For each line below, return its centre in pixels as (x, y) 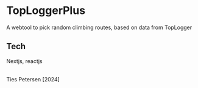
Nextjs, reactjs (24, 61)
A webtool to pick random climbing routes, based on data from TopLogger (99, 27)
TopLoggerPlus (46, 11)
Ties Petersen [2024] (33, 79)
